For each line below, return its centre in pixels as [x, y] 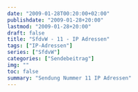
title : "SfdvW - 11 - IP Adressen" [59, 39]
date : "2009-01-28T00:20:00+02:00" [59, 13]
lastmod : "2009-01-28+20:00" [49, 26]
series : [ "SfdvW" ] [34, 53]
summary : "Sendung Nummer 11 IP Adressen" [69, 78]
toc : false [23, 71]
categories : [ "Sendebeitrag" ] [51, 59]
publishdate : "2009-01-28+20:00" [55, 20]
